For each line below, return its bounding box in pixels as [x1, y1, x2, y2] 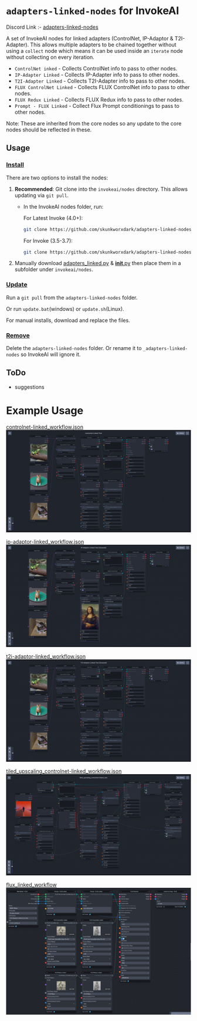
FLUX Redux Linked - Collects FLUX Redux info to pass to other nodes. [14, 96, 184, 103]
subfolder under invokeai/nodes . [14, 266, 94, 273]
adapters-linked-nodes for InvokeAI [6, 4, 179, 18]
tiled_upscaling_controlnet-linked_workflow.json [6, 768, 122, 775]
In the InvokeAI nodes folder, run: [23, 203, 104, 210]
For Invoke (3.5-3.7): [23, 237, 73, 244]
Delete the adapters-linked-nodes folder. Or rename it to [6, 344, 142, 351]
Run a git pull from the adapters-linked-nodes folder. [6, 294, 138, 301]
